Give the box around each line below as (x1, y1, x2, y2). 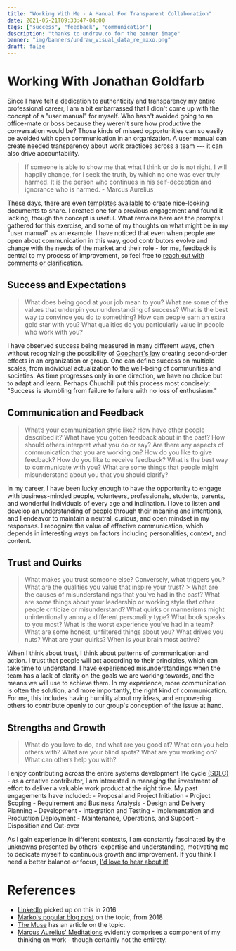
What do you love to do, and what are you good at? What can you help (24, 740, 228, 749)
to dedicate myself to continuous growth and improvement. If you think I (7, 850, 216, 859)
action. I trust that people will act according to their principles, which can (7, 657, 218, 665)
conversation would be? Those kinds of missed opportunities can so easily (7, 126, 223, 135)
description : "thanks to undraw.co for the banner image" (7, 30, 181, 37)
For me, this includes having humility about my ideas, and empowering (7, 694, 212, 702)
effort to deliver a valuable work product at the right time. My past (7, 784, 198, 792)
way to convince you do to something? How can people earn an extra (24, 313, 226, 321)
